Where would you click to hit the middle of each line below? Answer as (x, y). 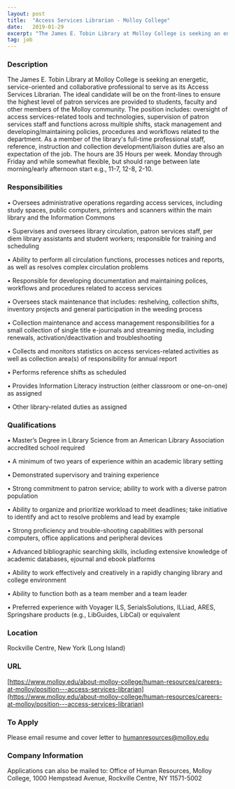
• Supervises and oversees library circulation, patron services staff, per (110, 231)
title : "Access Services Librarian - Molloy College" (89, 20)
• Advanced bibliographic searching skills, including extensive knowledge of (117, 552)
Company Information (45, 755)
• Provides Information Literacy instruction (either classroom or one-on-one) (117, 386)
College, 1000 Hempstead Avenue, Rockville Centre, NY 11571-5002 (105, 778)
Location (23, 633)
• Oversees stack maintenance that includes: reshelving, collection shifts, (113, 302)
